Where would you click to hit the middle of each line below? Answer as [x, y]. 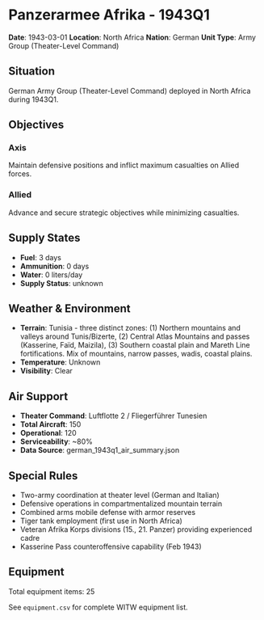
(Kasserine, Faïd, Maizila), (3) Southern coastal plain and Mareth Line [135, 345]
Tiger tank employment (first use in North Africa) [101, 521]
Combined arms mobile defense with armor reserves [108, 512]
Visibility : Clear [46, 371]
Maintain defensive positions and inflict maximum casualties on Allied [124, 165]
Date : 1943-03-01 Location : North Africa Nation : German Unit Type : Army [132, 37]
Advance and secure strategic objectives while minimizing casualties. [124, 213]
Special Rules [43, 476]
